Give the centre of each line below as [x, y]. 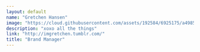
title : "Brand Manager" [36, 39]
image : [14, 23]
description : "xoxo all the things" [51, 28]
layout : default [26, 12]
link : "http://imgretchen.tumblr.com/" [56, 34]
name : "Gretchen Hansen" [37, 17]
